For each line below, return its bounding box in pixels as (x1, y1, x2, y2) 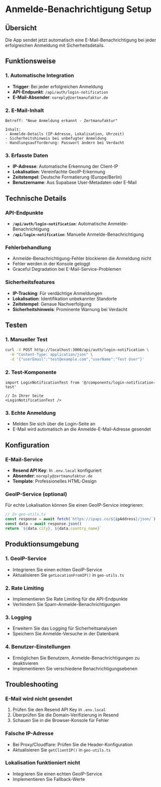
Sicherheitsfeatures (5, 279, 55, 286)
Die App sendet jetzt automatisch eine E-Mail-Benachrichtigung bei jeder (5, 37, 156, 43)
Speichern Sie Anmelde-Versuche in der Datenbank (12, 631, 119, 637)
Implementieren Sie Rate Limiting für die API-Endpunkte (12, 596, 128, 602)
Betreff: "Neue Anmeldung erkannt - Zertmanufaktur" (5, 118, 118, 123)
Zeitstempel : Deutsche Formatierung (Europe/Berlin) (12, 174, 122, 180)
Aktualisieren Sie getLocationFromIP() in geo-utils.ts (12, 572, 124, 578)
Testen (5, 321, 28, 329)
